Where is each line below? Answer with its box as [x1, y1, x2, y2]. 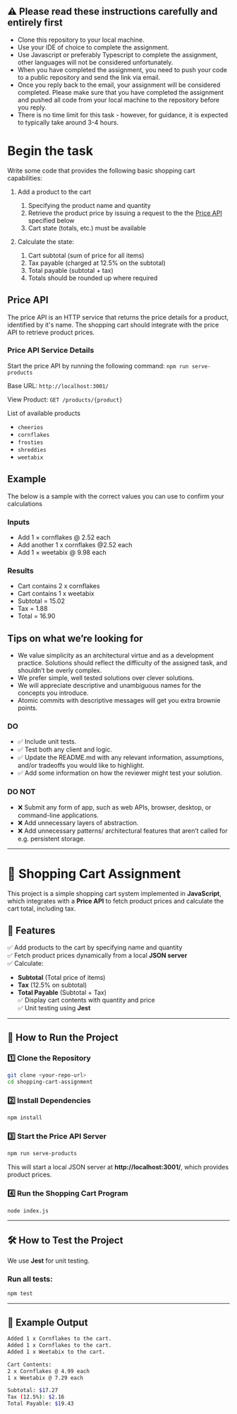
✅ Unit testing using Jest [17, 1004, 91, 1012]
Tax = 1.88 [17, 604, 48, 613]
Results [7, 566, 34, 575]
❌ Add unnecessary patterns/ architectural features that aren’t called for [17, 826, 228, 835]
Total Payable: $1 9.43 [7, 1400, 74, 1408]
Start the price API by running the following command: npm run [7, 361, 189, 370]
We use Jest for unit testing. [7, 1256, 90, 1265]
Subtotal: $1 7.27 [7, 1387, 59, 1394]
